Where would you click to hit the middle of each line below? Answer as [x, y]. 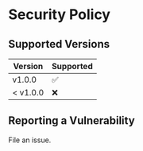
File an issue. [30, 140]
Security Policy [60, 15]
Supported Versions [59, 44]
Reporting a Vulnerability [71, 121]
